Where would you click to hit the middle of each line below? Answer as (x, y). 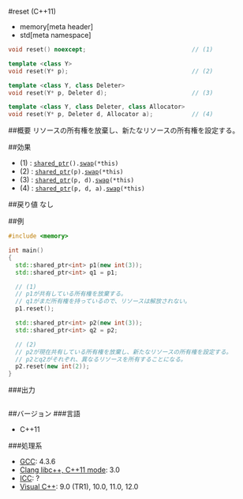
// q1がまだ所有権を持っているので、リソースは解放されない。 (103, 302)
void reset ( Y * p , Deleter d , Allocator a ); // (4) (111, 114)
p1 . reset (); (35, 309)
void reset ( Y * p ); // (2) (111, 71)
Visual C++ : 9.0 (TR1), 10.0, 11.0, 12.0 (79, 487)
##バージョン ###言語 (44, 414)
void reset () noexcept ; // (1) (111, 50)
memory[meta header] (56, 26)
